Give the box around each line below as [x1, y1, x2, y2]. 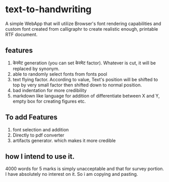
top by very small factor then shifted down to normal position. [12, 82, 142, 88]
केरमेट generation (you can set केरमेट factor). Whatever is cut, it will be [12, 60, 156, 66]
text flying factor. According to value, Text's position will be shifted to [12, 76, 158, 82]
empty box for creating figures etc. [12, 98, 86, 104]
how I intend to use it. [5, 152, 75, 161]
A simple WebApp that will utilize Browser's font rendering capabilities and [5, 20, 161, 27]
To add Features [5, 113, 58, 122]
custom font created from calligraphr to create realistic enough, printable [5, 26, 158, 32]
